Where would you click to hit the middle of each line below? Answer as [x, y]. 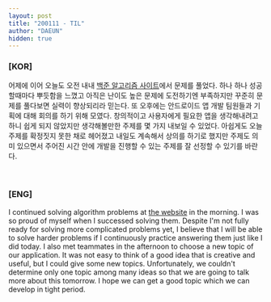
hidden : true [30, 38]
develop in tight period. [47, 289]
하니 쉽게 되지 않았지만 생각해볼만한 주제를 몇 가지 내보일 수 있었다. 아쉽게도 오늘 [135, 125]
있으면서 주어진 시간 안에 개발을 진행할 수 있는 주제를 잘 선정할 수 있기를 [130, 145]
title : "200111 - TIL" [47, 23]
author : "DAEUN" [36, 31]
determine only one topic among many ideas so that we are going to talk [129, 272]
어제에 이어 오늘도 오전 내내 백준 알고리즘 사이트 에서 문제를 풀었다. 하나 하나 [128, 85]
